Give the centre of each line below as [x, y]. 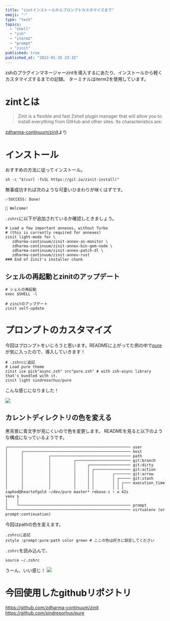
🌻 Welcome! [17, 208]
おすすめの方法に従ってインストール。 [45, 170]
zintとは [22, 102]
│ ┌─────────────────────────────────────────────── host [74, 451]
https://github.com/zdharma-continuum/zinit [52, 607]
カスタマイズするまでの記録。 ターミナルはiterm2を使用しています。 [77, 79]
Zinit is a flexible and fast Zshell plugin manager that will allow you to [90, 116]
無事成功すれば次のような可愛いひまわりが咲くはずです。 [65, 190]
